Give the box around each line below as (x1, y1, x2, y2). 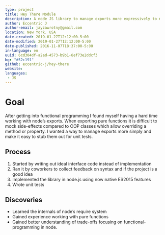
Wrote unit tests (12, 182, 45, 188)
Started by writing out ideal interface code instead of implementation (12, 161, 152, 166)
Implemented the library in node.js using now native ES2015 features (12, 176, 151, 182)
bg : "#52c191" (5, 57, 34, 62)
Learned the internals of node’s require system (12, 209, 107, 214)
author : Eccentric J (5, 21, 48, 26)
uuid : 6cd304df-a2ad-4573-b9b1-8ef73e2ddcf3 (5, 52, 98, 58)
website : (5, 67, 23, 71)
